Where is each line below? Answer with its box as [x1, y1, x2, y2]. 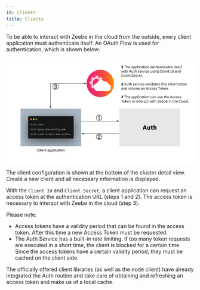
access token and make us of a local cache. [6, 279, 115, 285]
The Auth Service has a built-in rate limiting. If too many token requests [14, 235, 190, 242]
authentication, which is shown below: [6, 45, 100, 53]
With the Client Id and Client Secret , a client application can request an [6, 187, 187, 194]
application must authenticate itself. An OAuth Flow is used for [6, 39, 159, 46]
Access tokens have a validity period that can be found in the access [14, 223, 184, 229]
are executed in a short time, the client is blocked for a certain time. [14, 242, 181, 248]
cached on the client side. [14, 254, 79, 261]
